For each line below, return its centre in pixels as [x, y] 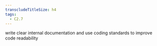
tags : [11, 14]
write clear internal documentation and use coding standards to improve [79, 33]
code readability [22, 38]
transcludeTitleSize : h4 [31, 10]
